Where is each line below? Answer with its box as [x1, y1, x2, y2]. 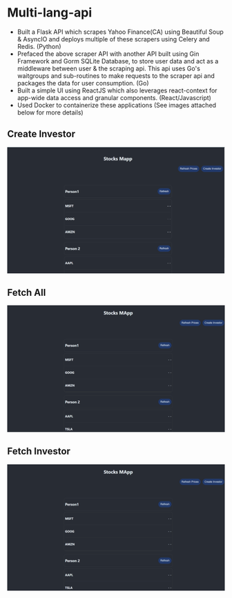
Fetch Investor [7, 446, 71, 457]
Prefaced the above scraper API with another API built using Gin [17, 50, 200, 58]
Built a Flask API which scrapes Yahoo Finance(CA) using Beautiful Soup [17, 28, 224, 36]
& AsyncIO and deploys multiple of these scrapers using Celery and [17, 34, 210, 43]
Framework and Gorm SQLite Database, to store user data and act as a [17, 57, 219, 65]
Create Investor [7, 128, 76, 140]
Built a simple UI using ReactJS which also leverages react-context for [17, 86, 217, 94]
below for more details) [17, 108, 84, 117]
